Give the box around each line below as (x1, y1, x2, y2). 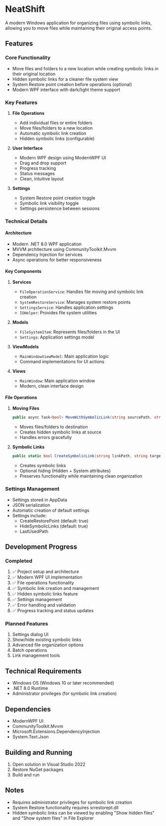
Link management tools (12, 652, 60, 659)
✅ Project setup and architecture (12, 569, 79, 575)
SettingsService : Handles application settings (19, 304, 114, 310)
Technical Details (5, 218, 48, 225)
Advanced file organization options (12, 642, 84, 648)
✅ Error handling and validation (12, 602, 76, 608)
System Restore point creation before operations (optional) (12, 81, 132, 87)
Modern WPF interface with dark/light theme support (12, 87, 121, 93)
